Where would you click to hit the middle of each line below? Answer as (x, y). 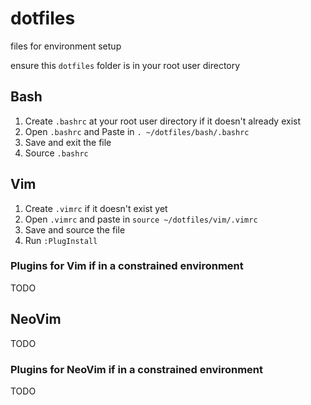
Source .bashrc (56, 153)
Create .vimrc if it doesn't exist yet (96, 208)
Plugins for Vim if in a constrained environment (127, 266)
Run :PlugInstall (61, 240)
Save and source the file (75, 229)
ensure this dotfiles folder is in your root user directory (125, 65)
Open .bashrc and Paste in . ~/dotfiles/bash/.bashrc (137, 131)
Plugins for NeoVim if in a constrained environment (137, 369)
